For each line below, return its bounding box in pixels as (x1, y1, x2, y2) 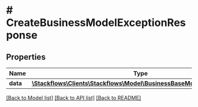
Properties (6, 52, 46, 62)
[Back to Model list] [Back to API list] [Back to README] (6, 95, 141, 101)
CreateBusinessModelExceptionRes (6, 16, 186, 29)
